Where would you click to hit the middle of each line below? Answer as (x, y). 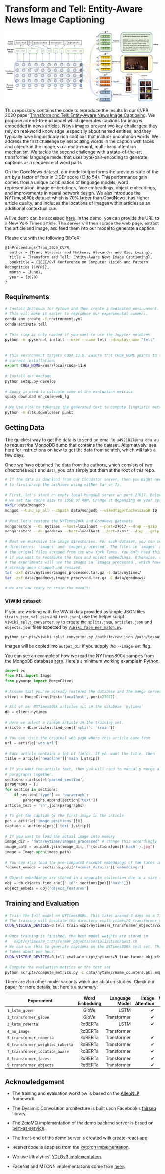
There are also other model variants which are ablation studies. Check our (80, 982)
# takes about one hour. (30, 951)
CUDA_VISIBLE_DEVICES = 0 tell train (41, 926)
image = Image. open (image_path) (38, 852)
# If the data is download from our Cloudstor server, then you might (79, 479)
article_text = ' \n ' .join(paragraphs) (45, 805)
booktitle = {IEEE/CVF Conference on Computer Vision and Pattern (79, 262)
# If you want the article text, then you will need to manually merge (80, 769)
